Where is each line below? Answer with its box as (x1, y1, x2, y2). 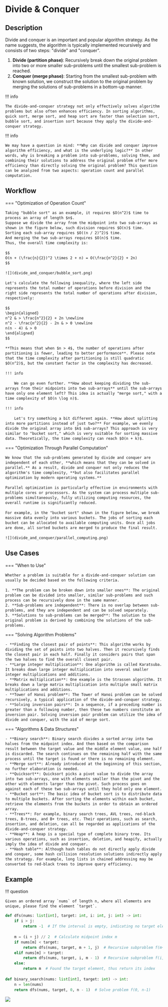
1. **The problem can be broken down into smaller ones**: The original (5, 588, 160, 593)
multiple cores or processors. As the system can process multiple (5, 490, 149, 495)
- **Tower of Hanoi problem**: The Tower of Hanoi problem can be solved (5, 692, 162, 697)
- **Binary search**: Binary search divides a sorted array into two (5, 736, 153, 741)
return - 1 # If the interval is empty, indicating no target (23, 924, 155, 929)
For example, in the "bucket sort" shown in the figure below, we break (5, 510, 160, 515)
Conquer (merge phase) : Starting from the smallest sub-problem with (12, 73, 157, 79)
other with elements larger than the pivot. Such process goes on (5, 781, 146, 786)
